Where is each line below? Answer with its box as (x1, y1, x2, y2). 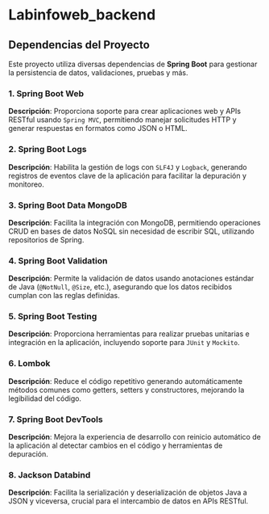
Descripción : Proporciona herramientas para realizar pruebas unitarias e (8, 329, 250, 339)
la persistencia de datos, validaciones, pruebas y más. (8, 68, 188, 78)
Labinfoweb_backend (8, 6, 156, 24)
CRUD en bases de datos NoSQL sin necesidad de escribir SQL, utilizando (8, 226, 255, 236)
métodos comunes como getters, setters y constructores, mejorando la (8, 385, 245, 394)
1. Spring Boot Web (8, 87, 85, 99)
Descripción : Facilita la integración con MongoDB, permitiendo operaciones (8, 217, 261, 227)
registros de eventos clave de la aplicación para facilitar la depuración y (8, 171, 247, 180)
